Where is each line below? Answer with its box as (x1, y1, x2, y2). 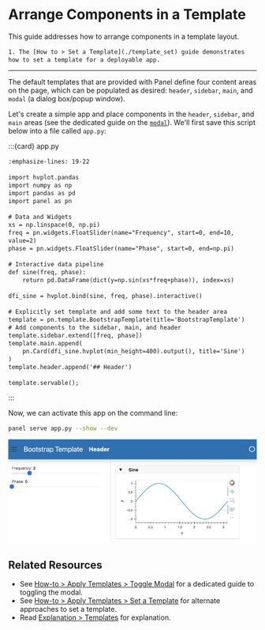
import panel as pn (8, 197, 73, 205)
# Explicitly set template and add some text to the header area (8, 307, 227, 315)
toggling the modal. (19, 587, 83, 598)
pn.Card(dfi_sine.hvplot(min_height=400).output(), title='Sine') (22, 347, 245, 355)
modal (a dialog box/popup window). (8, 93, 125, 104)
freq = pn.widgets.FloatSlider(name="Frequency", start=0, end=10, (8, 228, 235, 236)
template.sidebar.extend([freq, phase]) (8, 331, 144, 339)
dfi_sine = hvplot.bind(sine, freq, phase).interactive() (8, 292, 203, 300)
